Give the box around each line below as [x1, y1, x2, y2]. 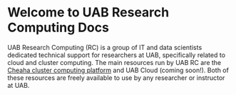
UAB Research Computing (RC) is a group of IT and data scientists [7, 43, 202, 51]
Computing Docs [7, 19, 109, 36]
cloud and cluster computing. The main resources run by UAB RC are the [7, 58, 222, 66]
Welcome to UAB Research [7, 4, 170, 21]
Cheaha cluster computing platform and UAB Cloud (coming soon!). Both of [7, 66, 230, 74]
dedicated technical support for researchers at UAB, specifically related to [7, 51, 226, 59]
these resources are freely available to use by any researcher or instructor [7, 73, 225, 82]
